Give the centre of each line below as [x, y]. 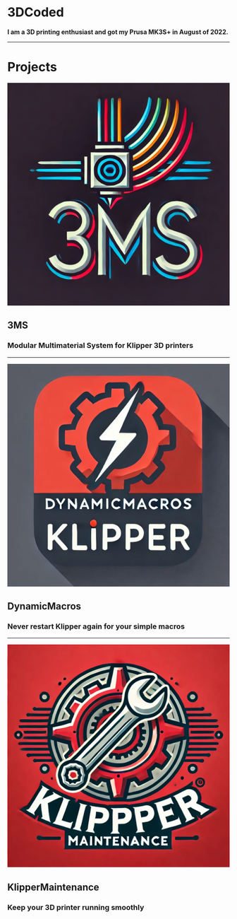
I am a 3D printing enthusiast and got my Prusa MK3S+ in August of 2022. [118, 32]
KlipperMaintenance [54, 887]
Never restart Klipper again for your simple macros [96, 626]
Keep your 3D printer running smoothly [76, 907]
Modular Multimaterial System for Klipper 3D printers [101, 346]
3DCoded [36, 12]
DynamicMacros [44, 606]
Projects [32, 67]
